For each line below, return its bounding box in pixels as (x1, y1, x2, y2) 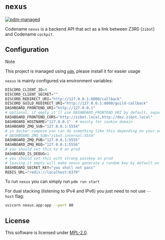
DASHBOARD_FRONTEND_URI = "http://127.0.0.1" (5, 105, 96, 110)
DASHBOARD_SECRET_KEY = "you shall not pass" (5, 165, 96, 170)
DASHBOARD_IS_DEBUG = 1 (5, 151, 50, 156)
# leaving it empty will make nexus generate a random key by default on (5, 160, 160, 166)
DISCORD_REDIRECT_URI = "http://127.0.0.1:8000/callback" (5, 96, 122, 102)
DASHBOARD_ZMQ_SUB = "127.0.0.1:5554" (5, 124, 80, 129)
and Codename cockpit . (5, 31, 54, 37)
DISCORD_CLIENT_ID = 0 (5, 87, 48, 92)
